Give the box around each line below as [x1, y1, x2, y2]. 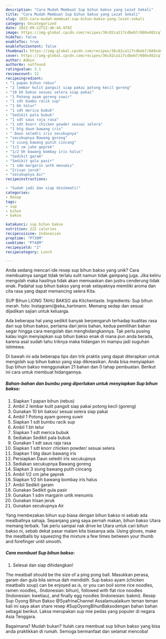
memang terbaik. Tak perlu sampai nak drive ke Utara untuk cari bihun [5, 523, 148, 529]
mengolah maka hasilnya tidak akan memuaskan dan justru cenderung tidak [5, 278, 160, 284]
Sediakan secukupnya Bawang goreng [12, 461, 91, 467]
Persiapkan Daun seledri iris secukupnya [12, 456, 96, 462]
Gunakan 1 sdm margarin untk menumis [12, 492, 93, 498]
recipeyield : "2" [5, 245, 41, 250]
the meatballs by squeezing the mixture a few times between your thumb [5, 533, 154, 539]
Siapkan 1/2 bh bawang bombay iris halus [12, 476, 98, 483]
